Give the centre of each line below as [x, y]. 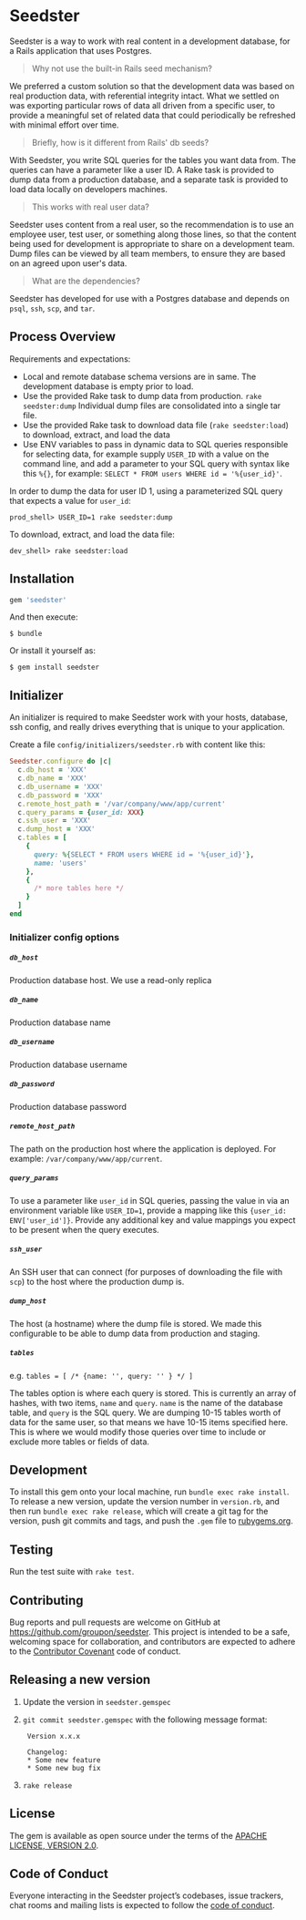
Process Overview [63, 337]
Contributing [46, 1600]
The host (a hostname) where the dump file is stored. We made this [136, 1323]
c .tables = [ [42, 838]
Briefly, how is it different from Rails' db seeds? [120, 142]
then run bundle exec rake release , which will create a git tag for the [139, 1511]
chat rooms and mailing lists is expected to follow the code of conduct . [142, 1905]
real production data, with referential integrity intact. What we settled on [144, 96]
